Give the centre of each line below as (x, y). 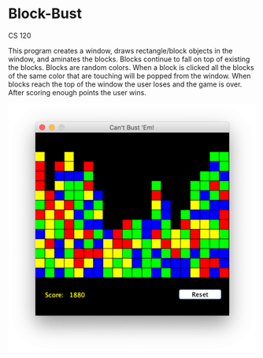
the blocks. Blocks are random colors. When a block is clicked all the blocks (131, 67)
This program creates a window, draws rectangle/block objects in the (120, 50)
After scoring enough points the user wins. (78, 92)
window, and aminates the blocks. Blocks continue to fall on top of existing (129, 59)
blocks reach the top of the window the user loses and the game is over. (125, 84)
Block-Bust (45, 14)
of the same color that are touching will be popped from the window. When (130, 76)
